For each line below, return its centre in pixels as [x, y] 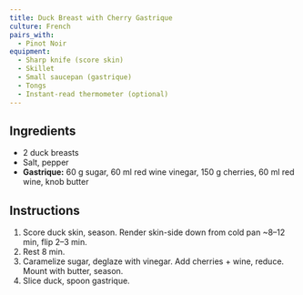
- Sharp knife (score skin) [71, 60]
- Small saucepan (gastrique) [75, 77]
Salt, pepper [46, 163]
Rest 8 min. [44, 252]
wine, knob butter [56, 182]
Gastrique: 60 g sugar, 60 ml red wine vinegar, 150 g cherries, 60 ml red [158, 172]
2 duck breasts [50, 153]
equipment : [30, 52]
